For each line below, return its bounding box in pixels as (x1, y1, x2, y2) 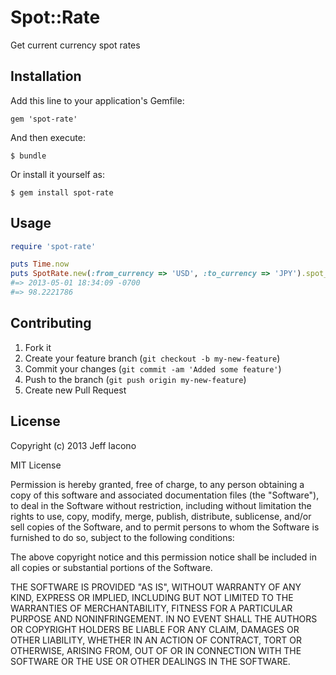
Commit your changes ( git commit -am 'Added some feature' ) (24, 362, 282, 375)
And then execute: (10, 131, 86, 143)
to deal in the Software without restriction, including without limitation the (10, 499, 312, 511)
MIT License (10, 459, 62, 471)
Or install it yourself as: (10, 168, 105, 180)
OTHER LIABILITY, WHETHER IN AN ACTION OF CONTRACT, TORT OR (10, 634, 302, 646)
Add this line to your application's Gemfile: (10, 94, 185, 106)
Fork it (24, 341, 52, 353)
